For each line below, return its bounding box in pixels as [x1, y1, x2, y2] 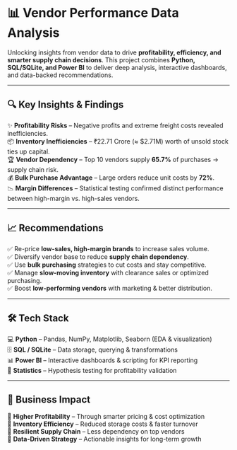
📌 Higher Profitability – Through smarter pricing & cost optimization [7, 412, 205, 421]
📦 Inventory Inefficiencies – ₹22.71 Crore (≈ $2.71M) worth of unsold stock [7, 137, 229, 145]
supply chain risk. [7, 165, 59, 173]
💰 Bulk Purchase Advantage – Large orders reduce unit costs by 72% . [7, 173, 215, 182]
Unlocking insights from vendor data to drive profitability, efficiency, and [7, 48, 221, 57]
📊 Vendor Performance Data [7, 5, 179, 21]
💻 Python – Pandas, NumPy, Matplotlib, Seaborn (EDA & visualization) [7, 335, 212, 343]
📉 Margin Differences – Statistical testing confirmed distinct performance [7, 184, 224, 192]
